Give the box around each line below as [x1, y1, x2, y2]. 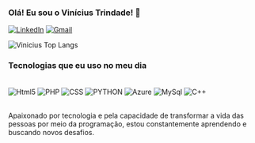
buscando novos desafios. [8, 128, 95, 137]
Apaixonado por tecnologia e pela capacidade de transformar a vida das [8, 111, 244, 121]
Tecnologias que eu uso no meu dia [8, 60, 147, 71]
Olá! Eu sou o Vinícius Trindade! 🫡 [8, 7, 141, 18]
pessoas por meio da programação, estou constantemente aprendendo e [8, 119, 247, 129]
